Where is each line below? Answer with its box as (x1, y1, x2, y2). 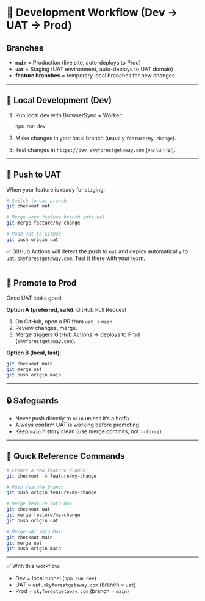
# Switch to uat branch (6, 198, 67, 204)
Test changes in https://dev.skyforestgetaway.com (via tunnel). (15, 146, 176, 153)
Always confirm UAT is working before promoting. (15, 421, 141, 428)
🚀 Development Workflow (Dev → (6, 5, 178, 20)
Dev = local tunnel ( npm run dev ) (15, 575, 96, 582)
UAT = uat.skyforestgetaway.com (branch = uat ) (15, 581, 136, 588)
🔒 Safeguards (6, 395, 59, 406)
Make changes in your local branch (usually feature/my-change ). (15, 134, 177, 142)
